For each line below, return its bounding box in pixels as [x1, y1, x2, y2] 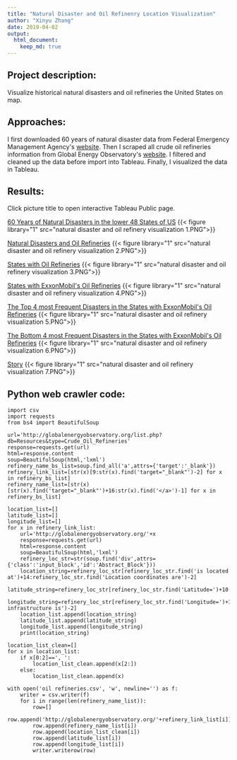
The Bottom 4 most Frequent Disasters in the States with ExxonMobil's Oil [7, 332, 222, 340]
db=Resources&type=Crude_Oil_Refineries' [7, 438, 131, 445]
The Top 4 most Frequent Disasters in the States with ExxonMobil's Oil [7, 303, 212, 311]
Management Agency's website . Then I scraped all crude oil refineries [7, 142, 212, 151]
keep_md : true [20, 43, 61, 50]
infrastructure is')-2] [7, 605, 78, 612]
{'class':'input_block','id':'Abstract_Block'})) [7, 561, 157, 569]
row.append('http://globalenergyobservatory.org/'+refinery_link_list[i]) [7, 716, 232, 723]
